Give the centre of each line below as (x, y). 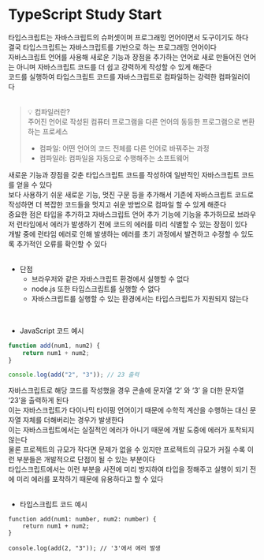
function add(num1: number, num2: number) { (82, 519)
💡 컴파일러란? (49, 111)
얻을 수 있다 (34, 185)
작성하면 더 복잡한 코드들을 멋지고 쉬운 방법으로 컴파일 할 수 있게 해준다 (117, 204)
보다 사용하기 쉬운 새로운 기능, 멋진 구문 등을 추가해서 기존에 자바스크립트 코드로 (131, 194)
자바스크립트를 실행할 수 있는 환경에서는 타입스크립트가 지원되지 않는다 (140, 298)
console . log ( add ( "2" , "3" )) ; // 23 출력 (74, 375)
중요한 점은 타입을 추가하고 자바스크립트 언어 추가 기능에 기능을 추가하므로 (122, 214)
